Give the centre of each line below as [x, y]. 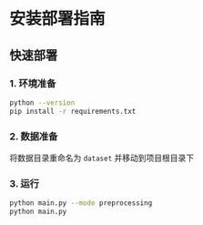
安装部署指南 [58, 19]
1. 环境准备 [33, 83]
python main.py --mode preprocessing [81, 203]
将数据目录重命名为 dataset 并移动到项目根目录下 [101, 158]
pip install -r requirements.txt [73, 111]
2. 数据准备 [34, 136]
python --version [42, 102]
